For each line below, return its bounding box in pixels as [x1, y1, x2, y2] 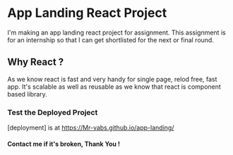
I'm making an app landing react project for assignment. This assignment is [7, 28, 226, 37]
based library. [7, 89, 47, 98]
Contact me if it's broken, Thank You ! [7, 139, 121, 148]
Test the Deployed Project [7, 107, 98, 117]
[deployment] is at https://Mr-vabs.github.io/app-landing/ [7, 123, 174, 132]
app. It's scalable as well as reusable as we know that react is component [7, 82, 221, 91]
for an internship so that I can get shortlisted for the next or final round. [7, 35, 214, 44]
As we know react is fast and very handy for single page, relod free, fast [7, 75, 217, 83]
